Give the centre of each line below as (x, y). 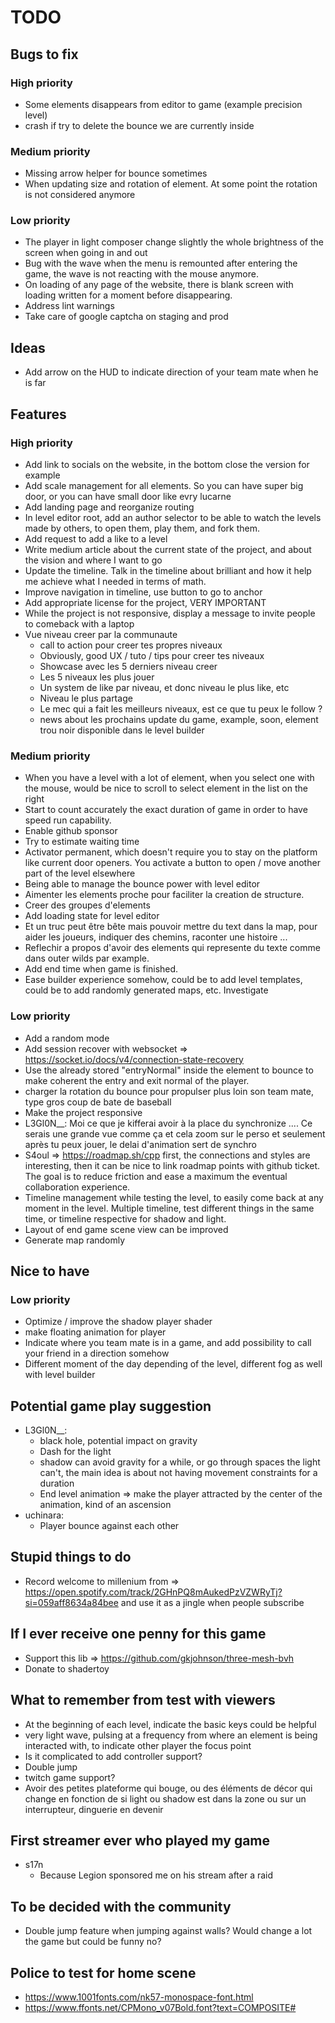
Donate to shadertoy (67, 1668)
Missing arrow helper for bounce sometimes (116, 173)
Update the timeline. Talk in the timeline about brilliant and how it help (168, 570)
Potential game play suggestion (111, 1406)
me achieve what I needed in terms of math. (115, 581)
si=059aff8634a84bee (71, 1602)
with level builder (60, 1375)
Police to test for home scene (103, 1972)
